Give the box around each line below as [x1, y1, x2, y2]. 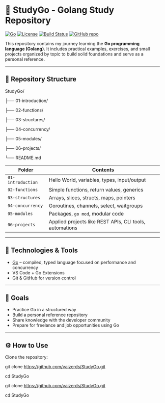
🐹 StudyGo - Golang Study [5, 4, 114, 16]
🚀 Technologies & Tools [5, 246, 78, 255]
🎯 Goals [5, 294, 29, 302]
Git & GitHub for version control [12, 275, 76, 281]
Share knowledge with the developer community [12, 317, 110, 323]
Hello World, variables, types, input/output [49, 176, 146, 183]
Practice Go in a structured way [12, 307, 77, 313]
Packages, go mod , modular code [49, 210, 124, 217]
